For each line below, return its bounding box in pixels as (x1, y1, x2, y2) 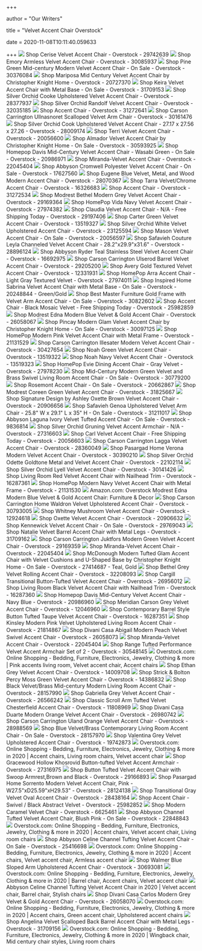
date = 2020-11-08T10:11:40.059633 (6, 39, 96, 45)
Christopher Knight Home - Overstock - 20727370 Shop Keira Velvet (6, 79, 184, 86)
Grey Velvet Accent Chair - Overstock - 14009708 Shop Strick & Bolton (6, 669, 191, 675)
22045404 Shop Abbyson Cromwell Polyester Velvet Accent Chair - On (6, 163, 192, 170)
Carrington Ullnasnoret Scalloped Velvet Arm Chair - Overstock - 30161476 (6, 113, 193, 120)
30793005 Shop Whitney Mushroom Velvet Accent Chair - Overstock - (6, 508, 190, 514)
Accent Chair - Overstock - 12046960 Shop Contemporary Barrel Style (6, 605, 190, 613)
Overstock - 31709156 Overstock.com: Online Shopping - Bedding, (6, 925, 180, 932)
